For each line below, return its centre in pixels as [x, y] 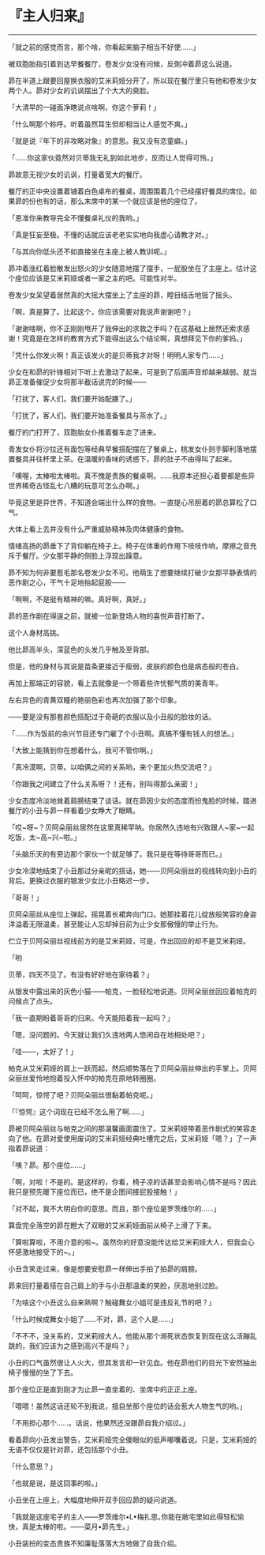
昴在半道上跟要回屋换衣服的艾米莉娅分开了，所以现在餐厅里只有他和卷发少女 [132, 81]
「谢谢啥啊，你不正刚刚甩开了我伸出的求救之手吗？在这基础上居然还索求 [125, 328]
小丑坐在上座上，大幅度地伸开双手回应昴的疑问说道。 [95, 1500]
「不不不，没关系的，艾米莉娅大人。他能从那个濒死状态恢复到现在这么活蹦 [129, 1335]
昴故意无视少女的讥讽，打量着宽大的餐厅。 [77, 174]
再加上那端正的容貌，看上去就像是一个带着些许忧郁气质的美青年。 [115, 683]
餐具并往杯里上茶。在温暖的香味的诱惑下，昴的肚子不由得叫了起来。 [125, 458]
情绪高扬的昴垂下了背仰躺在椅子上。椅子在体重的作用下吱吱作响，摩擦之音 [129, 545]
